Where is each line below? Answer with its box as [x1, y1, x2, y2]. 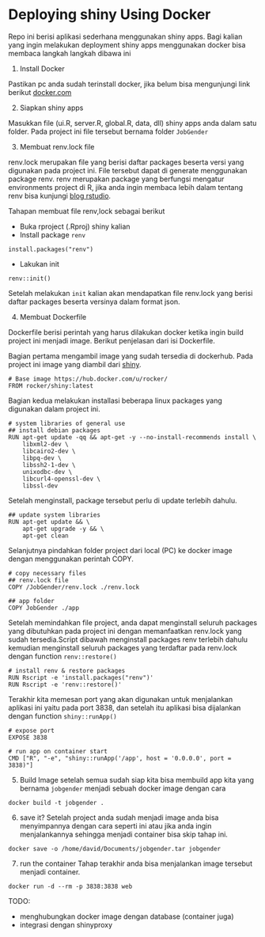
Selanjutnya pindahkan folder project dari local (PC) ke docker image [8, 545, 233, 555]
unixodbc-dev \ [22, 468, 73, 476]
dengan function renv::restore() [8, 651, 117, 661]
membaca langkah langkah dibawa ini [8, 48, 131, 58]
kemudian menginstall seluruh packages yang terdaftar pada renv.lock [8, 643, 237, 652]
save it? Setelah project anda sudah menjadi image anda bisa [19, 813, 219, 822]
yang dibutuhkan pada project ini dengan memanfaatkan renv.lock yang [8, 626, 243, 635]
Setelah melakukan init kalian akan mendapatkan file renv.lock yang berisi [8, 288, 253, 298]
